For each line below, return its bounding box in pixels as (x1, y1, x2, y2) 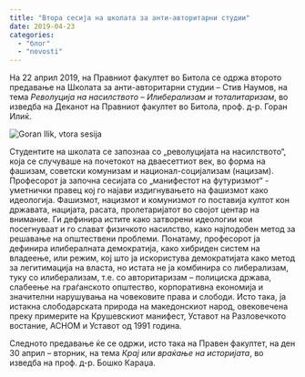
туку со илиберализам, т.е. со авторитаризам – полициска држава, (9, 272, 271, 283)
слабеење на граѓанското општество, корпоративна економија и (9, 281, 264, 292)
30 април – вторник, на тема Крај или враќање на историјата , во (9, 348, 264, 359)
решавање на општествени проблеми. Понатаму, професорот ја (9, 233, 261, 244)
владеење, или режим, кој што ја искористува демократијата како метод (9, 252, 296, 264)
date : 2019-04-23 (9, 22, 76, 31)
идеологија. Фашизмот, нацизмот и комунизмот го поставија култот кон (9, 195, 290, 206)
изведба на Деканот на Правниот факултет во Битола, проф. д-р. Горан (9, 101, 289, 112)
